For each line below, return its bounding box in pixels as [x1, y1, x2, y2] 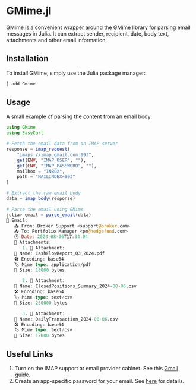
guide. [14, 371, 31, 378]
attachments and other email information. [6, 36, 108, 43]
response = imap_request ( [6, 147, 70, 153]
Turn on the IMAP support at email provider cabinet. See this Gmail [14, 365, 178, 372]
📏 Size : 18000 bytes [14, 267, 65, 273]
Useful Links [6, 349, 53, 359]
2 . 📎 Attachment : [21, 278, 65, 284]
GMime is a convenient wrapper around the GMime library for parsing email [6, 24, 191, 31]
